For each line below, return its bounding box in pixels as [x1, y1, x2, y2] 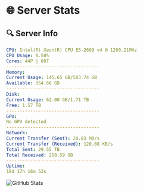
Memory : [6, 69, 26, 75]
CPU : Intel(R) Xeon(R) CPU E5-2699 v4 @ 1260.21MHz [6, 47, 137, 53]
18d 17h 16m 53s [6, 169, 46, 175]
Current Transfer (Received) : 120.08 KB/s [6, 141, 113, 147]
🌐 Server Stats [6, 4, 80, 17]
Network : [6, 130, 28, 136]
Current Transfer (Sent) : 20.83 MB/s [6, 136, 100, 141]
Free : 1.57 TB [6, 102, 42, 108]
